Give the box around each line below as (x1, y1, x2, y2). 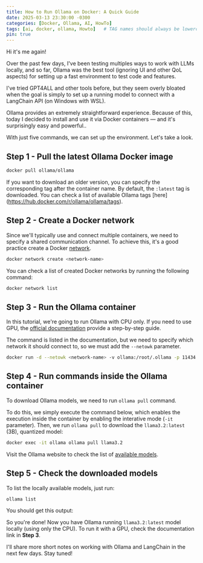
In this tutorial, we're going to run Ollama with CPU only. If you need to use (6, 318, 192, 325)
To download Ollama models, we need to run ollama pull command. (6, 397, 176, 404)
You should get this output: (6, 507, 74, 514)
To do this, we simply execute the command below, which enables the (6, 408, 181, 416)
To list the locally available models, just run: (6, 484, 115, 491)
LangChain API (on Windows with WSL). (6, 98, 106, 105)
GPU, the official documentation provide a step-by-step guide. (6, 325, 161, 332)
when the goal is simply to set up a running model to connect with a (6, 91, 175, 98)
